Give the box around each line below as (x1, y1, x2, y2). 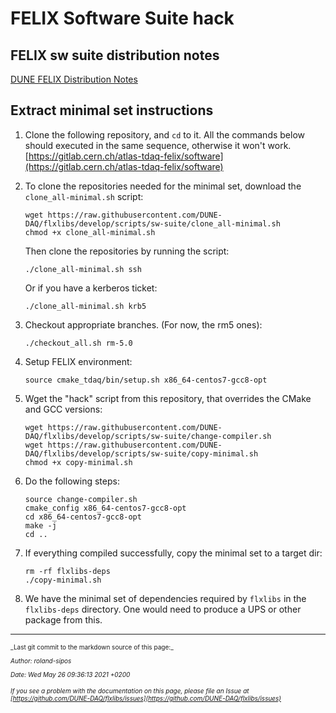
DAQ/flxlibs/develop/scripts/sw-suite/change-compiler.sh (24, 431, 272, 441)
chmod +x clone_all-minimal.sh (24, 227, 156, 237)
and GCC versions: (24, 403, 103, 415)
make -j (24, 520, 57, 531)
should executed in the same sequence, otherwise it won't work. (24, 139, 292, 151)
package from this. (24, 613, 103, 626)
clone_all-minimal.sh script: (24, 190, 144, 202)
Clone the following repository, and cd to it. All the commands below (24, 128, 306, 141)
